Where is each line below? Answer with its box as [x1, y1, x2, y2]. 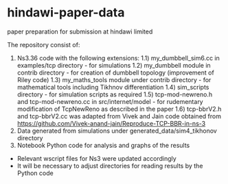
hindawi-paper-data [7, 5, 125, 21]
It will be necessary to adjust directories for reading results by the [16, 161, 203, 170]
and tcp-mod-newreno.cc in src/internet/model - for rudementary [16, 97, 204, 105]
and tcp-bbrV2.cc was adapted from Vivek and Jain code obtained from [16, 111, 222, 120]
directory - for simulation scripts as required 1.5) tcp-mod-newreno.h [16, 90, 213, 98]
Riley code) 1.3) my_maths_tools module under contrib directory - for [16, 75, 212, 83]
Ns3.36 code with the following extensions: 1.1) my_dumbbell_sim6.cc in [16, 53, 220, 62]
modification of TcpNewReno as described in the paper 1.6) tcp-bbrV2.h [16, 105, 222, 113]
